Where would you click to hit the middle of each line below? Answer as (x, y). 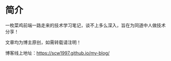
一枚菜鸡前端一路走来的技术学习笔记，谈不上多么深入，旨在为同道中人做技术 (85, 25)
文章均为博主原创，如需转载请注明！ (43, 42)
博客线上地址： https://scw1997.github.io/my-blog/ (58, 53)
